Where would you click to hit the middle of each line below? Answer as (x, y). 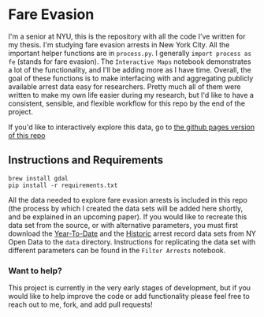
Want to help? (35, 270)
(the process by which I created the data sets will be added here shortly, (125, 208)
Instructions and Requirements (86, 160)
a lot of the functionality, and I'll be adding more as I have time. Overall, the (130, 69)
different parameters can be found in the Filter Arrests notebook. (117, 250)
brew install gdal (38, 178)
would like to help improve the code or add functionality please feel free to (129, 296)
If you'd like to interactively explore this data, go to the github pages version (131, 127)
